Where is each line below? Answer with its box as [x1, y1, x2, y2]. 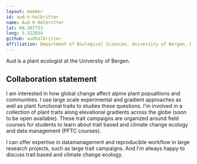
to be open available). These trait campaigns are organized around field [6, 115, 179, 122]
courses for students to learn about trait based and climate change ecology [6, 121, 189, 128]
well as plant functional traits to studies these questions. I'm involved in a [6, 102, 183, 109]
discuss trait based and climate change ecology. [6, 151, 123, 158]
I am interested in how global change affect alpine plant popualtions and [6, 90, 181, 97]
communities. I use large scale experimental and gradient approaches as [6, 96, 182, 103]
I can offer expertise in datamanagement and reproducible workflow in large [6, 138, 190, 145]
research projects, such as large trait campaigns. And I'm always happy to [6, 145, 185, 152]
